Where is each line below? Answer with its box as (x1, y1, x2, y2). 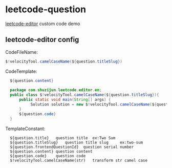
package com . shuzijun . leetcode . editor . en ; (10, 88, 102, 93)
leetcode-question (5, 4, 86, 15)
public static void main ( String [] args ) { (18, 97, 111, 102)
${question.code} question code (10, 153, 86, 158)
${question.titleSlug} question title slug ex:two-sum (10, 140, 143, 145)
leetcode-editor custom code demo (5, 20, 80, 27)
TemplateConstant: (5, 125, 46, 132)
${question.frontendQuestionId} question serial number (10, 144, 134, 150)
